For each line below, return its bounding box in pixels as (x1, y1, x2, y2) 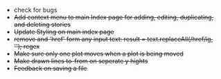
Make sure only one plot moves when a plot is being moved (13, 49, 184, 58)
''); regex (13, 43, 40, 50)
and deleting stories (13, 21, 71, 28)
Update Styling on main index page (13, 27, 114, 36)
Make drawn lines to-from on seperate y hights (13, 57, 148, 65)
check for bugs (13, 6, 58, 14)
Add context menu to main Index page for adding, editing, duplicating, (13, 13, 214, 21)
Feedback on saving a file (13, 65, 88, 72)
